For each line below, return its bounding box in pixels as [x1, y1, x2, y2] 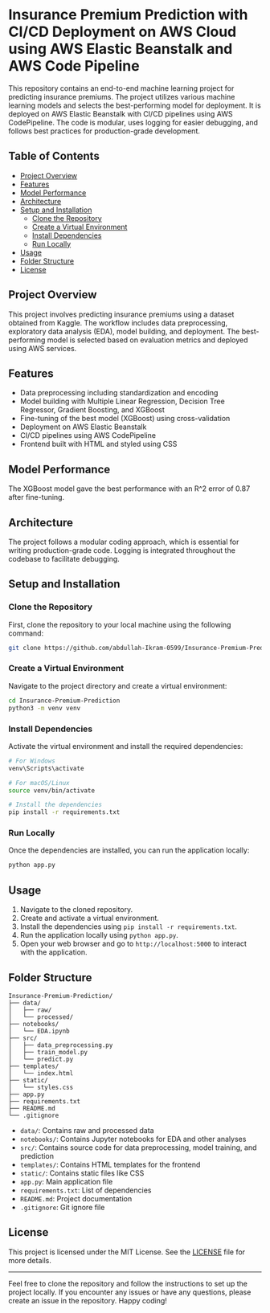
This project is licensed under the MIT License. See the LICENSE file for [8, 1247, 246, 1257]
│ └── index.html [8, 1069, 74, 1078]
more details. [8, 1255, 52, 1265]
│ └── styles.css [8, 1083, 74, 1091]
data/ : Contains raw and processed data [19, 1125, 154, 1135]
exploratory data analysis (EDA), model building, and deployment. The [8, 326, 240, 336]
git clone [8, 644, 42, 652]
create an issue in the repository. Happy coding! [8, 1295, 167, 1305]
